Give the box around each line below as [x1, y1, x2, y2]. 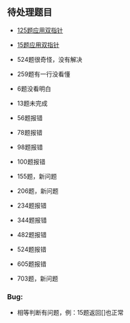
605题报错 [16, 260, 47, 268]
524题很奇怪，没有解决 [16, 55, 83, 63]
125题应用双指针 [16, 26, 64, 34]
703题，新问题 [16, 274, 58, 282]
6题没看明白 [16, 85, 51, 93]
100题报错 [16, 157, 46, 166]
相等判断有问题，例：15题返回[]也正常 [16, 309, 125, 317]
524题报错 [16, 245, 47, 253]
